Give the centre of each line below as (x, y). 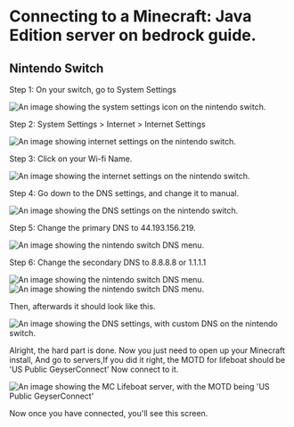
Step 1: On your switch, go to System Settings (93, 90)
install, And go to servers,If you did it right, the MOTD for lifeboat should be (147, 360)
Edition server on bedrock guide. (133, 35)
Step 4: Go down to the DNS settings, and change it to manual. (124, 193)
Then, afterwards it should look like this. (82, 306)
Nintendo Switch (57, 68)
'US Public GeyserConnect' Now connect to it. (94, 369)
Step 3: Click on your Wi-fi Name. (71, 159)
